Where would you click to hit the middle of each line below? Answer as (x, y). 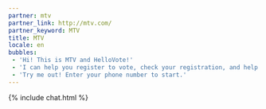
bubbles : (23, 53)
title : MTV (26, 38)
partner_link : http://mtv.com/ (60, 23)
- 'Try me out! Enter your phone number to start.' (99, 75)
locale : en (26, 45)
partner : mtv (30, 16)
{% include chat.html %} (49, 97)
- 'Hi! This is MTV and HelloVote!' (72, 60)
